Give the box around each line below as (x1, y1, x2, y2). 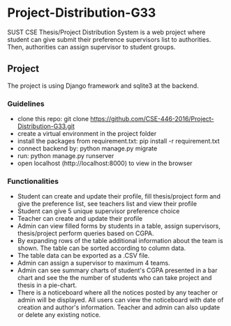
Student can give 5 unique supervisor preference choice (17, 207, 180, 215)
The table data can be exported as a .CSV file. (17, 251, 150, 260)
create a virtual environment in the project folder (17, 130, 157, 138)
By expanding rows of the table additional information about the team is (17, 237, 223, 245)
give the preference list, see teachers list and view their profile (17, 200, 198, 208)
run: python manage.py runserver (17, 152, 114, 160)
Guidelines (7, 99, 45, 109)
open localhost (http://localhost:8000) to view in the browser (17, 159, 193, 168)
